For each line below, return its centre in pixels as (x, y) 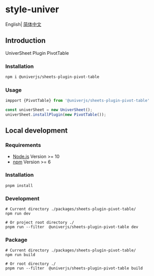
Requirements (23, 145)
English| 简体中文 (24, 24)
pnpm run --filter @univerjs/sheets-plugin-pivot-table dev (72, 227)
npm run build (20, 255)
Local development (37, 131)
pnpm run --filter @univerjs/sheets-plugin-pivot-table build (74, 268)
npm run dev (18, 214)
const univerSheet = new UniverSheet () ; (49, 110)
